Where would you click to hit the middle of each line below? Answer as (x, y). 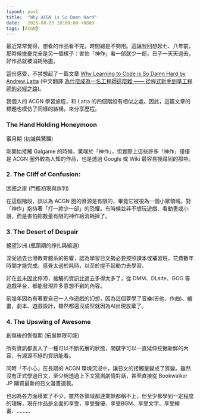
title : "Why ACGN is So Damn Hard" (51, 17)
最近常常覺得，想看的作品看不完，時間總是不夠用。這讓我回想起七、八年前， (100, 46)
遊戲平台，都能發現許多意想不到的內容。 (56, 286)
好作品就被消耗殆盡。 (32, 61)
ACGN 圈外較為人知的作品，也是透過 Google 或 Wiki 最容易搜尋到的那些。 (103, 158)
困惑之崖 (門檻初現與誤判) (38, 188)
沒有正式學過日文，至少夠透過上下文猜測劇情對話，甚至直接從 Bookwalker (97, 376)
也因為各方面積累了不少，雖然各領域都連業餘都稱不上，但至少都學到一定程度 (100, 396)
